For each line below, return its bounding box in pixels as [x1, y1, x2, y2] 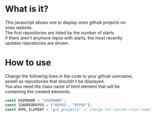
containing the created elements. [5, 88, 71, 94]
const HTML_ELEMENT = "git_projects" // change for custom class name [5, 107, 151, 112]
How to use [5, 57, 51, 68]
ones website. [5, 24, 33, 30]
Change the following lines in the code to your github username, [5, 73, 133, 79]
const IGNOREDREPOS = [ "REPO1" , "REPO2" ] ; [5, 102, 92, 107]
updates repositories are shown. [5, 40, 69, 46]
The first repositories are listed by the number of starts [5, 30, 115, 35]
